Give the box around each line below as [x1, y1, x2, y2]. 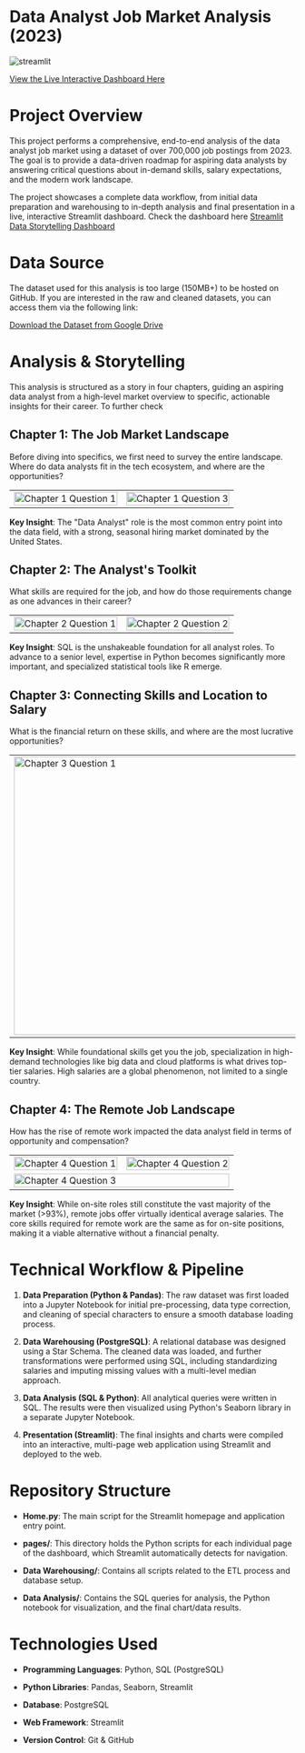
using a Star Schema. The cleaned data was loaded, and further [22, 1346, 262, 1357]
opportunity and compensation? [9, 1136, 129, 1147]
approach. [22, 1375, 62, 1386]
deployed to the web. [22, 1448, 103, 1459]
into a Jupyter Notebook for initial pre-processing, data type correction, [22, 1298, 291, 1310]
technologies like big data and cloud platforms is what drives [42, 1057, 270, 1067]
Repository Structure [9, 1480, 172, 1501]
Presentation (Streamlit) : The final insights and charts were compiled [22, 1429, 284, 1440]
